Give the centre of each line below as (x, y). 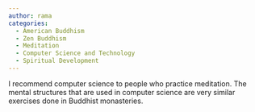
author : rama (30, 16)
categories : (28, 23)
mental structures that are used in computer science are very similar (122, 92)
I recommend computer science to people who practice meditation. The (128, 83)
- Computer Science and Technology (75, 53)
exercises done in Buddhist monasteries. (76, 101)
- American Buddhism (50, 31)
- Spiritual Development (57, 61)
